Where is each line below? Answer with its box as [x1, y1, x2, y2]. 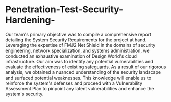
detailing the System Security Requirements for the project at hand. [5, 37, 147, 43]
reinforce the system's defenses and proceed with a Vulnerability [5, 80, 143, 86]
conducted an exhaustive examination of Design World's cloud [5, 53, 137, 59]
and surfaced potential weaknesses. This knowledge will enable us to [5, 74, 152, 81]
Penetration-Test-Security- [5, 4, 124, 15]
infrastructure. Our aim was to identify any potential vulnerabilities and [5, 58, 153, 64]
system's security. [5, 91, 44, 97]
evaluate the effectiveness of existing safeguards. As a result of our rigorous [5, 64, 166, 70]
